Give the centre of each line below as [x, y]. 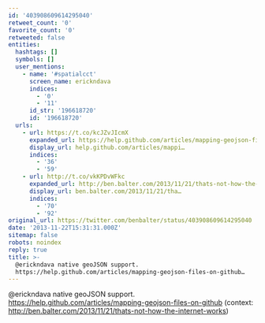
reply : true [28, 250]
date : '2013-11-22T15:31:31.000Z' [65, 228]
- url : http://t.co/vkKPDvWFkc [74, 177]
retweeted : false [37, 37]
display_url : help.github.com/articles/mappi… [107, 147]
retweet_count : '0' [40, 23]
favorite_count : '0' [42, 30]
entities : [24, 45]
